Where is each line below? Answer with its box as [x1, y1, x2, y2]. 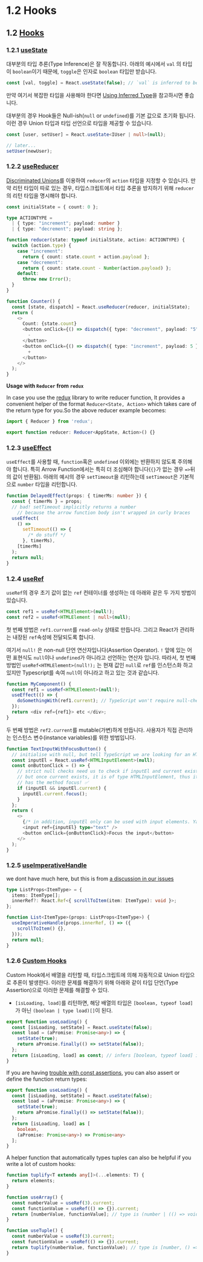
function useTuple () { [6, 1228, 63, 1234]
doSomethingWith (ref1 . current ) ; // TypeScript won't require [17, 698, 174, 704]
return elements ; [11, 1178, 56, 1184]
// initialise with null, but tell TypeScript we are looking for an [11, 751, 190, 758]
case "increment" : [17, 248, 63, 254]
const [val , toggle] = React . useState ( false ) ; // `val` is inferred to [6, 80, 190, 86]
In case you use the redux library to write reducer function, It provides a [6, 394, 185, 402]
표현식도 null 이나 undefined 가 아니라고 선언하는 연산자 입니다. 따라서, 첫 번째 [12, 653, 196, 661]
